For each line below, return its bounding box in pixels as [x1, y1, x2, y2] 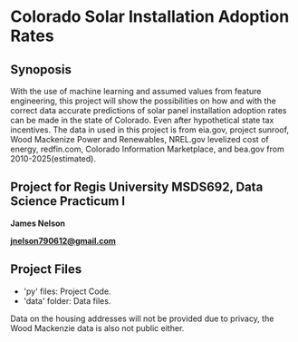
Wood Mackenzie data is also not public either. [10, 322, 185, 333]
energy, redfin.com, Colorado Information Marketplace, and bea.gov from [10, 143, 284, 154]
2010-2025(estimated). [10, 153, 96, 164]
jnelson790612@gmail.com [10, 235, 117, 246]
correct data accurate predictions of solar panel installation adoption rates [10, 105, 287, 115]
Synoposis [10, 62, 72, 77]
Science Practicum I [10, 193, 126, 210]
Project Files [10, 261, 82, 278]
